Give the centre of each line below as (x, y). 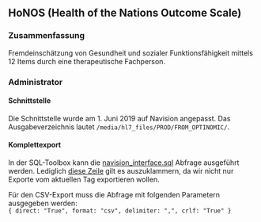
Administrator (36, 82)
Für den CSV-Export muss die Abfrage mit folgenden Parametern (114, 195)
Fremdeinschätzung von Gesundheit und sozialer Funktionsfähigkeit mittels (130, 53)
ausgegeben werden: (43, 203)
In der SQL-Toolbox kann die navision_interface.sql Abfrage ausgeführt (124, 163)
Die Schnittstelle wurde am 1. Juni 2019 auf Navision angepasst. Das (119, 118)
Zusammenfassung (47, 36)
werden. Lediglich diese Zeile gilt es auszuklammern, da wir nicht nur (121, 171)
